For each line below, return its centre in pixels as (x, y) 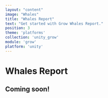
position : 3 (17, 28)
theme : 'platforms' (25, 33)
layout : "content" (24, 10)
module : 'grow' (21, 42)
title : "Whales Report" (30, 19)
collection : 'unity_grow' (32, 38)
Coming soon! (27, 89)
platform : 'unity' (24, 47)
